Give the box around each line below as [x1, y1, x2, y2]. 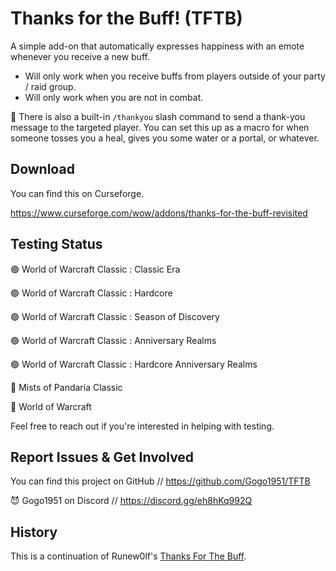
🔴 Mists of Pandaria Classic [10, 381, 123, 393]
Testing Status [10, 236, 103, 253]
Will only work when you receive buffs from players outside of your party [24, 70, 326, 82]
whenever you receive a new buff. [10, 50, 150, 62]
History [10, 523, 58, 541]
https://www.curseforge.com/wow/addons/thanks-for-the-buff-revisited [10, 207, 308, 219]
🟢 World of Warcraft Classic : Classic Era [10, 263, 181, 275]
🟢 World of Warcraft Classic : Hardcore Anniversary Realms [10, 358, 258, 370]
